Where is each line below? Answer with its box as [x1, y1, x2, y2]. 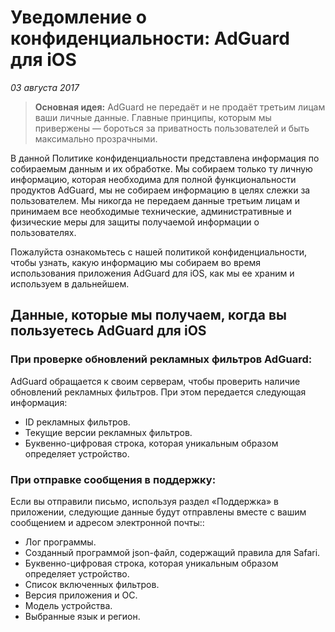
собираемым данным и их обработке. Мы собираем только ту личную [10, 162, 313, 175]
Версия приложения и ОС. [24, 589, 138, 601]
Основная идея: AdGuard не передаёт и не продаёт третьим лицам [34, 101, 326, 113]
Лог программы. [24, 536, 97, 548]
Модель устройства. [24, 599, 113, 611]
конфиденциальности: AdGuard [10, 27, 290, 50]
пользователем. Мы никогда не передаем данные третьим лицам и [10, 194, 301, 206]
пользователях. [10, 226, 77, 238]
